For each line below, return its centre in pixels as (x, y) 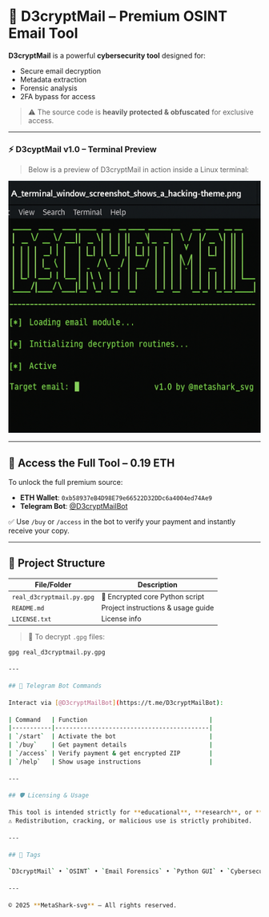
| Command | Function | (111, 719)
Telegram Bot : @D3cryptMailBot (74, 507)
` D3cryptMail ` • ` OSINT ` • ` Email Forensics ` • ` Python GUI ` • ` (120, 871)
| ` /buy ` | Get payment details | (111, 745)
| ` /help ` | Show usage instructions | (111, 762)
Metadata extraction (53, 79)
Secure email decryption (60, 70)
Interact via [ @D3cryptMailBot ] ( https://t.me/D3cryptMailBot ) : (116, 703)
